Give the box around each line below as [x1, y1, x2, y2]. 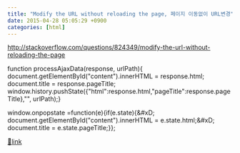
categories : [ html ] [7, 23, 66, 31]
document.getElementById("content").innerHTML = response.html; [7, 72, 205, 80]
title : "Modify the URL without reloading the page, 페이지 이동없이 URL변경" [7, 10, 234, 18]
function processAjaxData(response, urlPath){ [7, 65, 143, 73]
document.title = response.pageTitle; [7, 80, 116, 88]
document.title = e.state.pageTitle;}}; [7, 124, 116, 132]
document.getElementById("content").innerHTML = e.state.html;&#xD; [7, 116, 215, 125]
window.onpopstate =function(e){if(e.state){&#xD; [7, 108, 155, 117]
